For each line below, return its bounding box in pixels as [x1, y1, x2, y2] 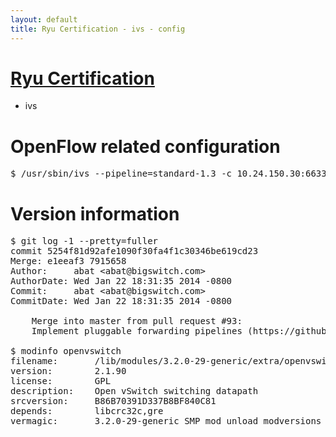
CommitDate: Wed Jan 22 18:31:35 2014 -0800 [10, 296, 233, 307]
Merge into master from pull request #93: [31, 316, 243, 327]
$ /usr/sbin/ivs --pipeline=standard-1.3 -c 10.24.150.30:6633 [10, 168, 327, 180]
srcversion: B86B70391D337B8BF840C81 [10, 396, 217, 407]
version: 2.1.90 [10, 366, 127, 377]
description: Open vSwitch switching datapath [10, 386, 259, 397]
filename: [10, 356, 58, 367]
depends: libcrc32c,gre [10, 406, 164, 417]
